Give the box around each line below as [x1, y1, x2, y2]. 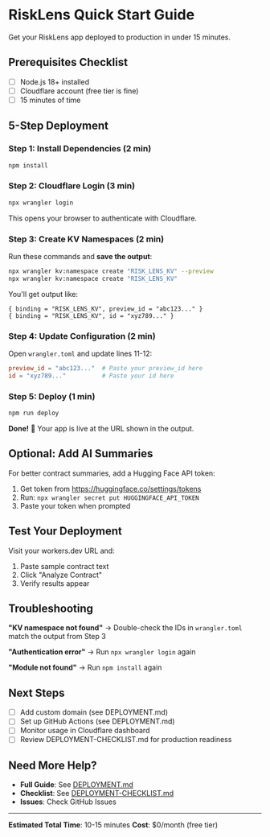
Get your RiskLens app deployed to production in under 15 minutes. [8, 32, 231, 42]
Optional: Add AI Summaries [8, 447, 153, 460]
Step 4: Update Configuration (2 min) [8, 330, 156, 341]
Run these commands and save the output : [8, 251, 153, 261]
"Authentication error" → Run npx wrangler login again [8, 647, 196, 657]
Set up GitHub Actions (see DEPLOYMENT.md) [19, 716, 175, 726]
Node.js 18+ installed [19, 76, 90, 86]
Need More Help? [8, 758, 98, 772]
